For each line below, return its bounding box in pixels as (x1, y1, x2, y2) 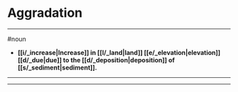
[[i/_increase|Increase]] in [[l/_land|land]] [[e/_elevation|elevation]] (17, 48, 221, 57)
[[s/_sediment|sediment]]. (17, 63, 98, 72)
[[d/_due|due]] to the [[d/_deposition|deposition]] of (17, 55, 175, 64)
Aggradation (7, 5, 83, 21)
